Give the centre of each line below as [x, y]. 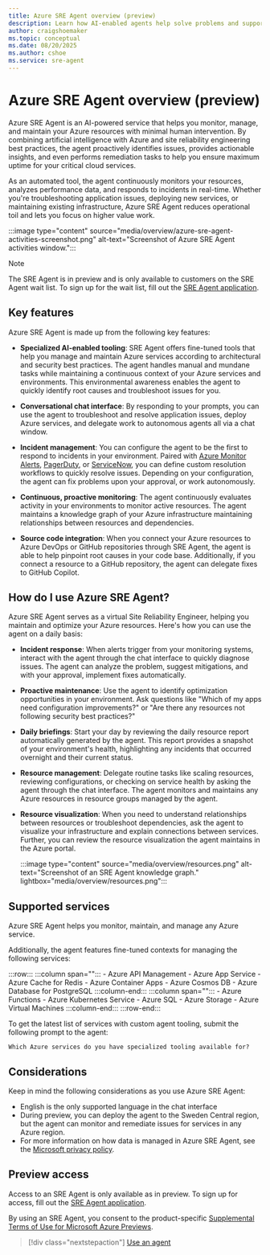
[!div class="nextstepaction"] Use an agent [99, 1242]
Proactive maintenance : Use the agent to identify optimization [124, 691]
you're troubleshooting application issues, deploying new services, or [123, 198]
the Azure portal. [48, 848]
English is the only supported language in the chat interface [119, 1107]
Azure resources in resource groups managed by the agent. [119, 799]
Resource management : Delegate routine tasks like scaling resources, [137, 773]
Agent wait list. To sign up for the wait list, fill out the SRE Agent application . [134, 287]
